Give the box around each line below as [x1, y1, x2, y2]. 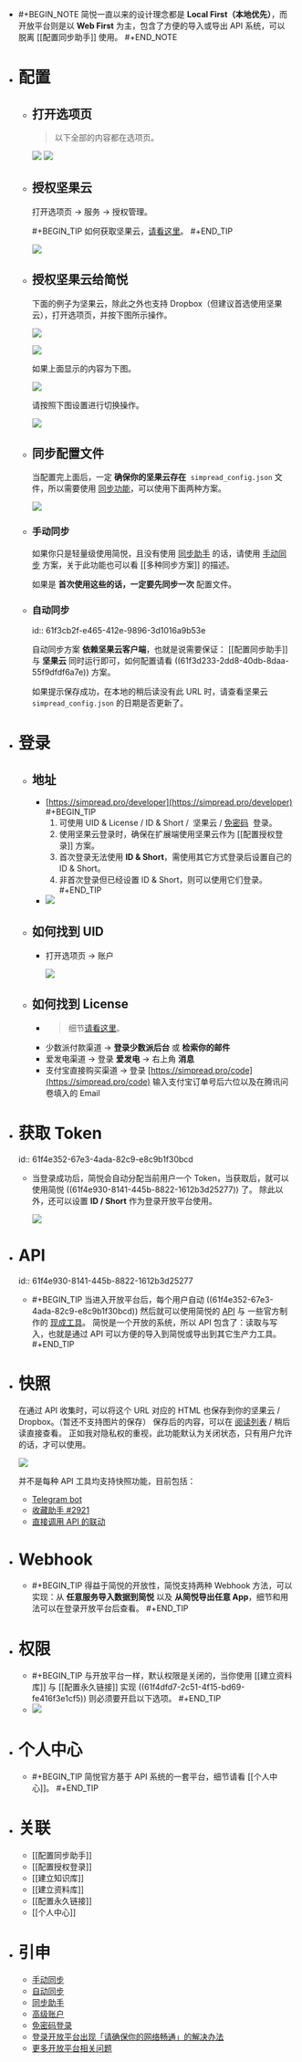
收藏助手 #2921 [31, 1505, 89, 1516]
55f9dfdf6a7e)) [31, 666, 89, 678]
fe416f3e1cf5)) [31, 1693, 87, 1704]
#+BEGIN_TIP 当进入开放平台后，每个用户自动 [31, 1293, 205, 1304]
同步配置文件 [31, 446, 105, 462]
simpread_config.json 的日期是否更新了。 [31, 697, 189, 708]
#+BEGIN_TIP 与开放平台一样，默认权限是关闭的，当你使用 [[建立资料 [31, 1670, 293, 1681]
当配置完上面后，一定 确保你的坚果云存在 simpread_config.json [31, 472, 273, 483]
